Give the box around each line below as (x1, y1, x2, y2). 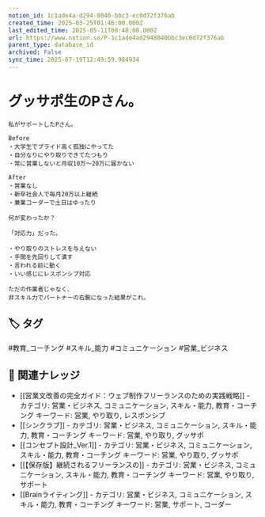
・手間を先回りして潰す (8, 253, 74, 261)
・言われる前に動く (8, 261, 62, 269)
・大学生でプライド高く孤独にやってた (8, 143, 115, 150)
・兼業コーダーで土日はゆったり (8, 199, 97, 207)
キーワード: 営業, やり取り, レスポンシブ (35, 411, 166, 420)
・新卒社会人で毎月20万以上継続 (8, 190, 98, 198)
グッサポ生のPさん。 (8, 93, 142, 111)
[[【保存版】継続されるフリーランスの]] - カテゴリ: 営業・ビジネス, (19, 460, 234, 469)
